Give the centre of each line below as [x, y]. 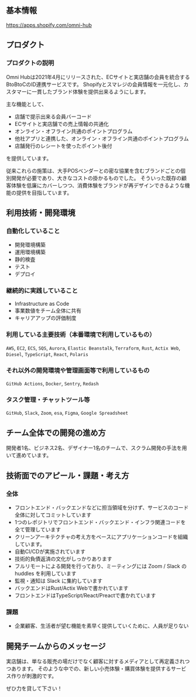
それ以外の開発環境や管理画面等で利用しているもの [78, 370]
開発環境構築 [30, 245]
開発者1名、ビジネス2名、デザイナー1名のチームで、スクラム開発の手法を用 [97, 448]
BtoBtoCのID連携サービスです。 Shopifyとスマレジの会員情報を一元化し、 [95, 84]
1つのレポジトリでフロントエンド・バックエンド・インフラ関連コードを [100, 522]
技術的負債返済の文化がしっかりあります [63, 559]
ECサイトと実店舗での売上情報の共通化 [62, 124]
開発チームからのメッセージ [56, 646]
